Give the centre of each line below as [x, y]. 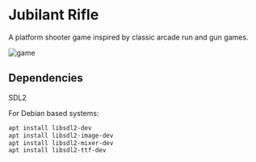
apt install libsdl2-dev [50, 128]
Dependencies [46, 78]
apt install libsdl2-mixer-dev [61, 143]
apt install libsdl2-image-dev [61, 135]
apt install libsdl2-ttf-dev [57, 151]
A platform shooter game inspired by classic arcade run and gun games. [128, 37]
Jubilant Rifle [54, 15]
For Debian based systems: [54, 113]
